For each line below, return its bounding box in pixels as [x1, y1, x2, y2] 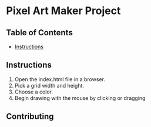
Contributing [6, 112, 54, 122]
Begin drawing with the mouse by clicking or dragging [14, 94, 146, 101]
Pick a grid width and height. [14, 82, 84, 89]
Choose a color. [14, 88, 53, 95]
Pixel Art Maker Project [6, 4, 121, 18]
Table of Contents [6, 28, 73, 38]
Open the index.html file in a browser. [14, 75, 106, 83]
